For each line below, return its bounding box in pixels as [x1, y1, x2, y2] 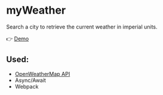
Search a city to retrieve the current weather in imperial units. [6, 23, 158, 30]
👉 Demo [6, 35, 29, 42]
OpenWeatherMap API [14, 70, 70, 77]
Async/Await [14, 77, 46, 84]
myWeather [6, 4, 66, 17]
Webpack [14, 83, 39, 90]
